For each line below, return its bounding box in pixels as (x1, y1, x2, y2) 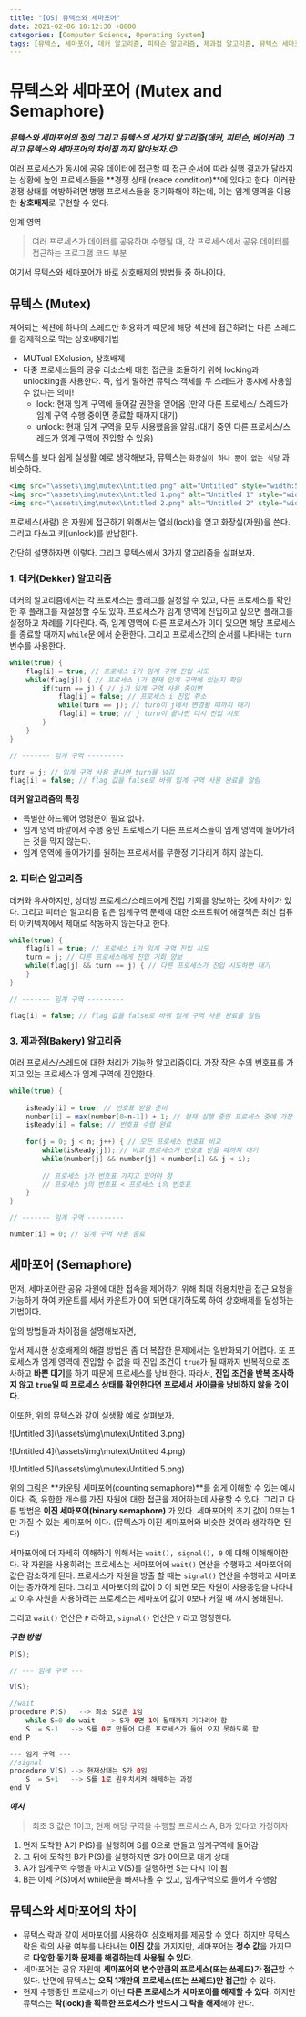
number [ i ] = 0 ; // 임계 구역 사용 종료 (9, 1230, 146, 1239)
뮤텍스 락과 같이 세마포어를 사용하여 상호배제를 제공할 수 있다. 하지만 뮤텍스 (22, 1929, 291, 1939)
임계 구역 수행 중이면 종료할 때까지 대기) (36, 410, 178, 421)
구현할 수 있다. (57, 197, 109, 208)
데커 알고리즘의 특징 (9, 794, 80, 805)
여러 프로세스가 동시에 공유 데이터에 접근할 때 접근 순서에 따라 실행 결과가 (9, 163, 270, 174)
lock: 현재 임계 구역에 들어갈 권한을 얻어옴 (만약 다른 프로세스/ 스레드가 (36, 399, 289, 409)
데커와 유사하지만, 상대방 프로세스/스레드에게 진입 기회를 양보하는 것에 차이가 (9, 895, 282, 906)
